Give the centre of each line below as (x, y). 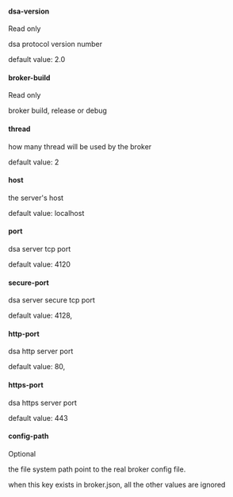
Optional (22, 453)
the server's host (36, 198)
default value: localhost (46, 213)
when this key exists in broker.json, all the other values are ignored (117, 484)
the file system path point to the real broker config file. (97, 469)
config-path (29, 436)
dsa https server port (43, 403)
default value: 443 (38, 418)
